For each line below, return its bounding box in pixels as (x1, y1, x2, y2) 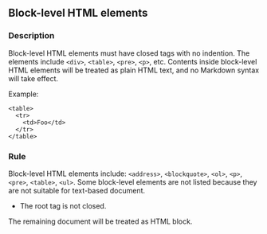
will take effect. (8, 73, 58, 83)
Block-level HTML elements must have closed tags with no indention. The (8, 48, 250, 58)
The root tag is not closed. (19, 201, 107, 210)
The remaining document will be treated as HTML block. (8, 216, 193, 226)
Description (8, 30, 55, 41)
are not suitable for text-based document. (8, 185, 146, 195)
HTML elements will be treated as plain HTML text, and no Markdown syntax (8, 65, 260, 75)
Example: (8, 89, 39, 99)
